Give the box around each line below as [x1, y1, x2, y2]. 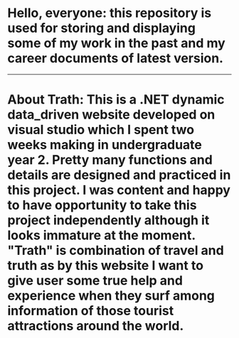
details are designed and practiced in [7, 167, 231, 183]
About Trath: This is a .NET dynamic [7, 92, 225, 108]
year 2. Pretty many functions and [7, 152, 213, 168]
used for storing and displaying [7, 20, 196, 36]
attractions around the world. [7, 318, 184, 334]
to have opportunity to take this [7, 197, 197, 214]
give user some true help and [7, 273, 184, 289]
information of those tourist [7, 303, 174, 319]
